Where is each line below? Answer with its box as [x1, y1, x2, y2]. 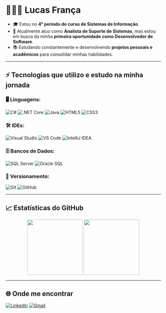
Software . [12, 39, 33, 44]
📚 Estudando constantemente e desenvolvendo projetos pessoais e [12, 44, 153, 50]
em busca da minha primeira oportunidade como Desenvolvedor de [12, 33, 153, 39]
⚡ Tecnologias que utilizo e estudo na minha [5, 71, 143, 79]
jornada [5, 81, 30, 89]
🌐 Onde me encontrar [5, 289, 73, 298]
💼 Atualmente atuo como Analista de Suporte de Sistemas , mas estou [12, 28, 156, 34]
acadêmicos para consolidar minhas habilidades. [12, 51, 113, 57]
